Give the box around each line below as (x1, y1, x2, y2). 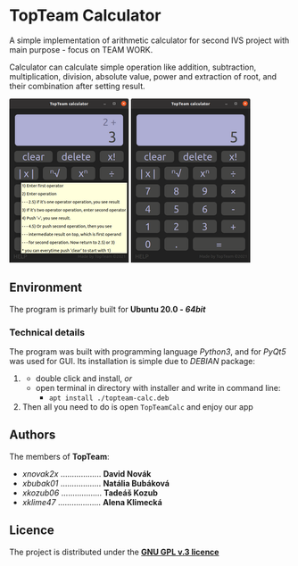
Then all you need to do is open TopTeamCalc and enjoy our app (21, 402, 254, 412)
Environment (9, 280, 83, 295)
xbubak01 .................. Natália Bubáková (21, 478, 170, 488)
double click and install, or (35, 373, 132, 384)
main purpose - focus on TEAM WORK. (9, 44, 153, 54)
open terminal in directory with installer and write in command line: (35, 383, 281, 394)
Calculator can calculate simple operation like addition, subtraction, (9, 62, 257, 72)
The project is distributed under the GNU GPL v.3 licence (9, 546, 219, 557)
